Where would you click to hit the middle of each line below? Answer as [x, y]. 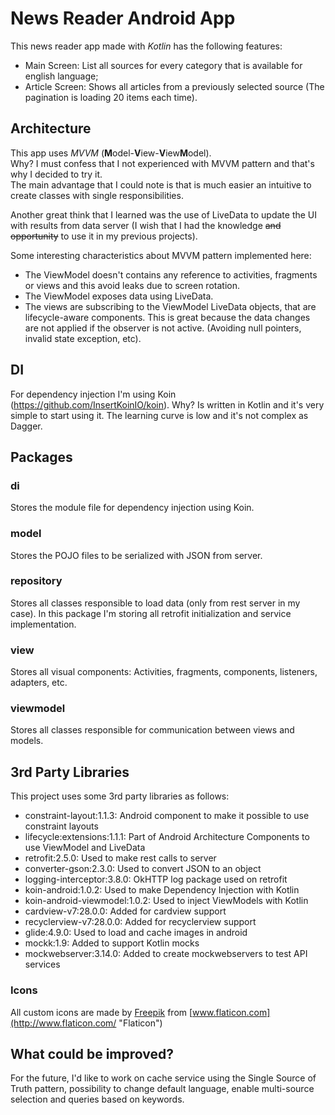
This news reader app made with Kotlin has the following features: [146, 46]
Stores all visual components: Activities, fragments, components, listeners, [164, 672]
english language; [61, 76]
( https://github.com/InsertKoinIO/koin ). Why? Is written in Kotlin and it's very [167, 404]
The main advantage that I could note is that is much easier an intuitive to [161, 184]
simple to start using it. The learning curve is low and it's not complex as [159, 415]
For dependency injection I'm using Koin [93, 394]
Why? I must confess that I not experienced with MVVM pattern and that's [162, 163]
